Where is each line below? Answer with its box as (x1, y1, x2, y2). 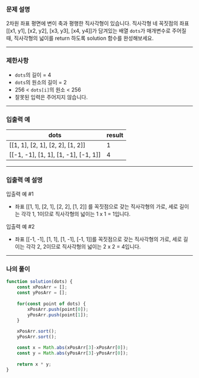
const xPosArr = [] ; (17, 284, 68, 290)
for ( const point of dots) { (17, 301, 86, 307)
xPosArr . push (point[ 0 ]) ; (27, 306, 89, 312)
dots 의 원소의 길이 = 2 (14, 78, 67, 85)
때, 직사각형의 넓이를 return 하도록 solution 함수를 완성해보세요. (6, 34, 154, 42)
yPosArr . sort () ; (17, 334, 57, 340)
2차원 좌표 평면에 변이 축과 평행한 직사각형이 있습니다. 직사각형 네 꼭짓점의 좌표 (6, 20, 190, 27)
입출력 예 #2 (6, 223, 35, 230)
